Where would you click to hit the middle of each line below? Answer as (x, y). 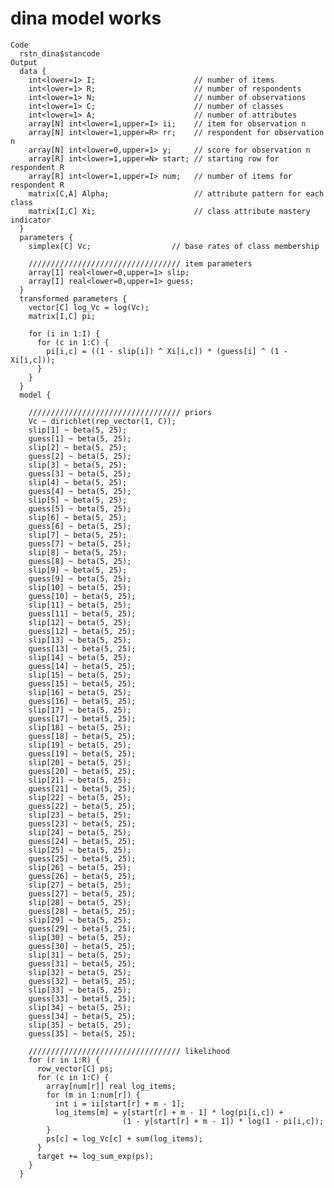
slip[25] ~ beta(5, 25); (80, 850)
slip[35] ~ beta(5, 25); (80, 1025)
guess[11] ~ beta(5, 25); (82, 613)
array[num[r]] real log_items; (111, 1086)
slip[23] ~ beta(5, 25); (80, 815)
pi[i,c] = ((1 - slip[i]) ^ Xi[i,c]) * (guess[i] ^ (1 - (167, 351)
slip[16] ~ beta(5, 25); (80, 692)
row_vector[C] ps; (75, 1068)
